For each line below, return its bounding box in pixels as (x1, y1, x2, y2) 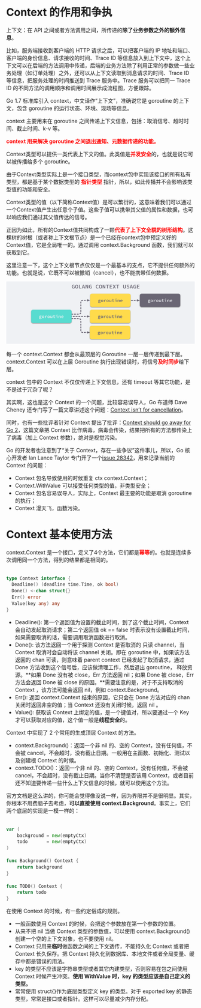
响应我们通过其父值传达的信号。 (11, 213, 90, 220)
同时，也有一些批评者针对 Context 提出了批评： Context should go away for (6, 419, 191, 426)
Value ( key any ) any (11, 601, 60, 607)
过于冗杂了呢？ (16, 386, 54, 393)
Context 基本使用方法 (6, 527, 112, 541)
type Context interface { (6, 575, 71, 581)
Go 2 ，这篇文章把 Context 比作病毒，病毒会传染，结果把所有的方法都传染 (6, 426, 187, 433)
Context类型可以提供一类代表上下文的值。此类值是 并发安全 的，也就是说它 (6, 150, 188, 157)
